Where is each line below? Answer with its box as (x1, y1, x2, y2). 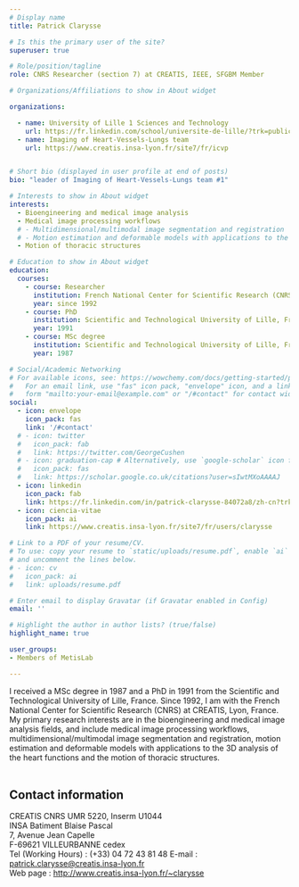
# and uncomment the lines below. (9, 555, 138, 564)
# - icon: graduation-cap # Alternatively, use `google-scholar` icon (17, 456, 285, 465)
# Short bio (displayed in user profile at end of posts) (9, 167, 229, 177)
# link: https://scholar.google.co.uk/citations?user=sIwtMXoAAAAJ (17, 473, 280, 482)
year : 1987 (32, 349, 74, 358)
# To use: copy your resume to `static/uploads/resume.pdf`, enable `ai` (9, 547, 289, 556)
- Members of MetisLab (9, 653, 93, 662)
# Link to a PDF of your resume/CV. (9, 539, 145, 548)
